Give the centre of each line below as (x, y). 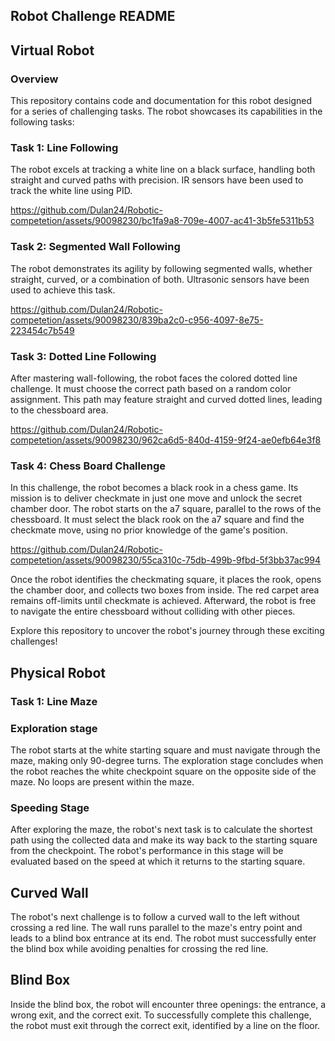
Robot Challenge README (93, 16)
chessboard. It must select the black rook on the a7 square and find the (157, 520)
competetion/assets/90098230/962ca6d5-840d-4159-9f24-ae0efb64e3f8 (166, 440)
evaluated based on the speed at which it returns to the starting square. (158, 861)
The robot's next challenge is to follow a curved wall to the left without (155, 916)
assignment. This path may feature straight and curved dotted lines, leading (166, 399)
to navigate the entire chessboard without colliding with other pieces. (153, 611)
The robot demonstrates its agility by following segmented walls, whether (161, 268)
